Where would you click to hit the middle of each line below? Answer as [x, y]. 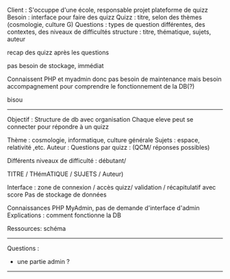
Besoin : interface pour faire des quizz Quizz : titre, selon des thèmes [104, 17]
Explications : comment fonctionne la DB [64, 215]
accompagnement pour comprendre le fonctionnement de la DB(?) [101, 86]
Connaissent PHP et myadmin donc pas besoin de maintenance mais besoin [114, 79]
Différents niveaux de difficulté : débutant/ [67, 160]
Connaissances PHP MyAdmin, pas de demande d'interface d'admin [103, 208]
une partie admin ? [43, 261]
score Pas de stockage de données [57, 194]
